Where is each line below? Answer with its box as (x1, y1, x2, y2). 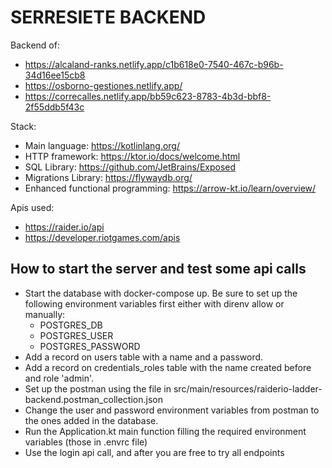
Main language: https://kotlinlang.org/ (24, 139, 181, 151)
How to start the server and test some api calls (10, 261, 307, 278)
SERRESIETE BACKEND (10, 6, 207, 29)
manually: (24, 308, 66, 320)
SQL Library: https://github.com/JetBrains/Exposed (24, 161, 237, 173)
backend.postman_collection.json (24, 393, 163, 405)
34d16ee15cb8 (24, 69, 86, 81)
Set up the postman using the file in (24, 382, 172, 395)
